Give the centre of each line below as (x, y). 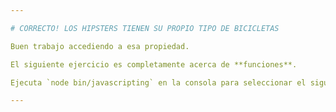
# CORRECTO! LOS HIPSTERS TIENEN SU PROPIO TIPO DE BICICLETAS (145, 28)
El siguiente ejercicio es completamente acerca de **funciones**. (154, 64)
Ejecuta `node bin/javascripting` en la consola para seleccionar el (158, 82)
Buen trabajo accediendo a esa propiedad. (100, 46)
